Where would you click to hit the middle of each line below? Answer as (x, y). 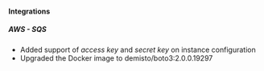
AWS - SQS (27, 30)
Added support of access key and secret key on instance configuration (138, 49)
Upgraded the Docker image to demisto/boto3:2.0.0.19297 (116, 58)
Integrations (29, 11)
